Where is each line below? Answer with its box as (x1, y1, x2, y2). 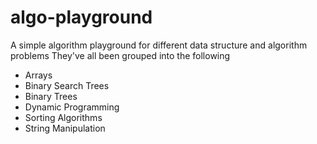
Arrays (24, 69, 53, 81)
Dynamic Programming (24, 101, 120, 113)
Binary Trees (24, 90, 78, 102)
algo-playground (10, 6, 153, 29)
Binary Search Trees (24, 79, 110, 91)
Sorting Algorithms (24, 111, 103, 123)
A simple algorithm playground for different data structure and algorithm (10, 39, 308, 51)
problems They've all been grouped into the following (10, 49, 231, 61)
